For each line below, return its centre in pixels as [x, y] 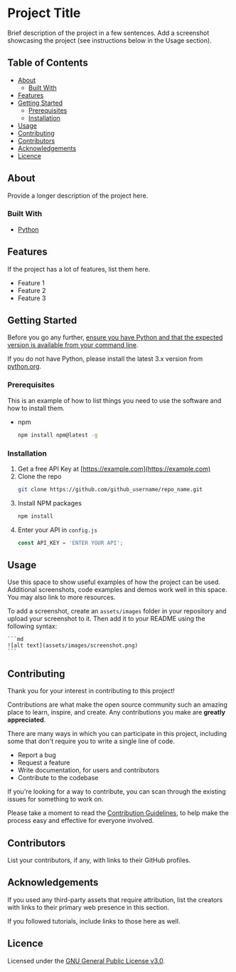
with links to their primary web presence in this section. [88, 907]
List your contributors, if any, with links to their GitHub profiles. [99, 860]
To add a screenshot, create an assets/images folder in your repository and [117, 611]
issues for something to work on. [55, 799]
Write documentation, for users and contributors [88, 770]
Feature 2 [32, 290]
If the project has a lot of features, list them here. [79, 269]
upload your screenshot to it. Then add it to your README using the [106, 619]
